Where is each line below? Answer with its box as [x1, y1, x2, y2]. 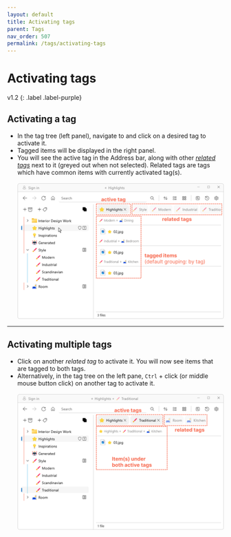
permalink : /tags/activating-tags [7, 40, 107, 48]
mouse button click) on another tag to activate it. [16, 379, 155, 387]
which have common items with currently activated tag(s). [16, 168, 182, 176]
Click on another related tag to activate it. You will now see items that [16, 357, 214, 365]
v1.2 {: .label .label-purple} [7, 94, 82, 102]
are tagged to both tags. [16, 364, 86, 372]
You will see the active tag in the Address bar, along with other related [16, 154, 216, 162]
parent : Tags [7, 25, 45, 32]
